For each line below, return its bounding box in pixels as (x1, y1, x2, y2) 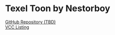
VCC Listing (5, 24, 30, 30)
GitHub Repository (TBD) (5, 19, 56, 25)
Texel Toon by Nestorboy (5, 3, 111, 14)
